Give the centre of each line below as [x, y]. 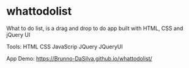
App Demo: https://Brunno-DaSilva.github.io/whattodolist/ [80, 58]
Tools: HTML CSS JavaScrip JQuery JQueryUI [65, 47]
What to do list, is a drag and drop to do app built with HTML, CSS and [95, 28]
